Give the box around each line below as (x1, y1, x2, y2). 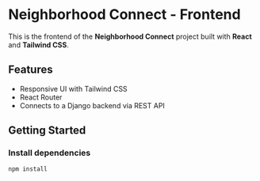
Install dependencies (8, 148, 91, 159)
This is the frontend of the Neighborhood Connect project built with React (8, 32, 252, 41)
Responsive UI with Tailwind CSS (19, 84, 128, 93)
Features (8, 63, 53, 77)
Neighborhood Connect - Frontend (8, 6, 241, 24)
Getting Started (8, 124, 86, 138)
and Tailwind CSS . (8, 40, 69, 49)
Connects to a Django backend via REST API (19, 100, 165, 110)
